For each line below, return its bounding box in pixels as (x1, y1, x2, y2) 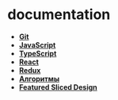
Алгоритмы (18, 74, 60, 83)
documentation (7, 6, 111, 24)
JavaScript (18, 40, 56, 49)
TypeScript (18, 48, 57, 58)
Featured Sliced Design (18, 82, 98, 92)
